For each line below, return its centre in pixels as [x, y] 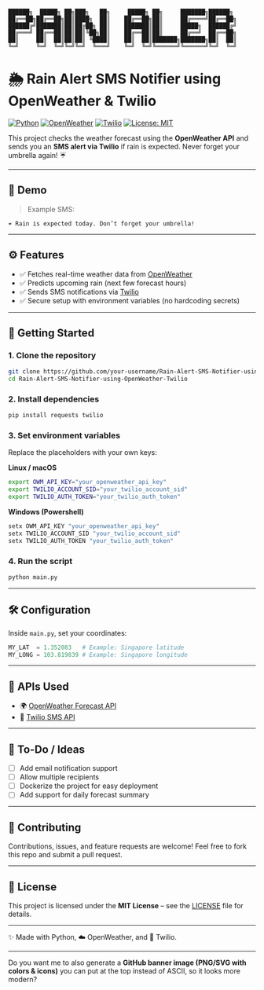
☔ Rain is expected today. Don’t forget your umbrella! [101, 224]
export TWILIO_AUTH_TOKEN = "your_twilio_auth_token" [94, 497]
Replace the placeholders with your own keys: [82, 453]
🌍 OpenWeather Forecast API [68, 706]
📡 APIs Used [38, 686]
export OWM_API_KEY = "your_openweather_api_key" [88, 482]
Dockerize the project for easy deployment [89, 786]
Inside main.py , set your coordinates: [68, 632]
